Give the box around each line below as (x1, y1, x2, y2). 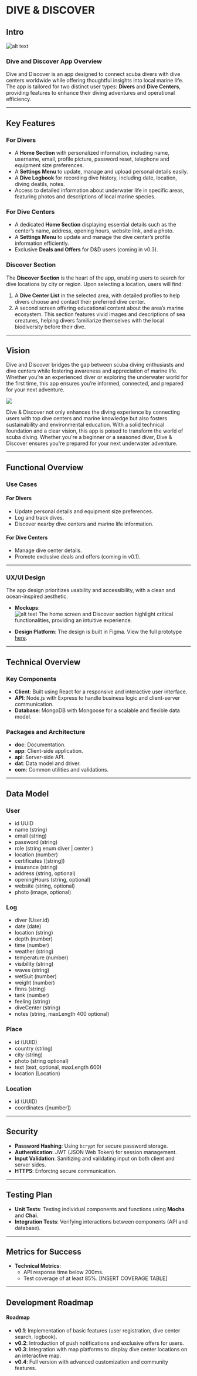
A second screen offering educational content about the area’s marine (14, 304, 184, 311)
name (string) (14, 826, 48, 833)
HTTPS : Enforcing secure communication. (14, 1167, 117, 1174)
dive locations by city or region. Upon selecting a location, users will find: (6, 280, 184, 287)
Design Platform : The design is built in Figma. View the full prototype (14, 628, 182, 636)
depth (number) (14, 935, 53, 942)
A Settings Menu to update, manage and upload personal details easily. (14, 168, 188, 175)
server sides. (14, 1161, 46, 1168)
